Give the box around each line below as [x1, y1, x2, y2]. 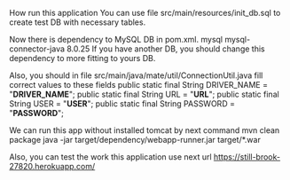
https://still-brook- [213, 152, 281, 162]
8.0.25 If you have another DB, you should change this [66, 43, 265, 54]
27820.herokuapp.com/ [9, 161, 96, 171]
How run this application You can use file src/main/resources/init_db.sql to [9, 8, 281, 18]
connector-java [9, 43, 65, 54]
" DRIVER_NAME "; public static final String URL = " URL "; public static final [9, 89, 279, 99]
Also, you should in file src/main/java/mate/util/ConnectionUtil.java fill [9, 70, 263, 81]
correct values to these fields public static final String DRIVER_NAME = [9, 80, 269, 90]
